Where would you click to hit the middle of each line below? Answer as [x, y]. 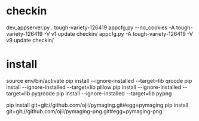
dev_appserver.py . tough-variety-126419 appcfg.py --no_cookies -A [91, 27]
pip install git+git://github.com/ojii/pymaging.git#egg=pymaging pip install [97, 105]
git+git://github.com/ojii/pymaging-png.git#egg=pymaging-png [84, 111]
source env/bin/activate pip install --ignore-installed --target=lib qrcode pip [99, 80]
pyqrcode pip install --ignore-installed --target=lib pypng [102, 93]
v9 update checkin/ [30, 40]
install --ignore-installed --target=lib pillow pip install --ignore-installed [94, 87]
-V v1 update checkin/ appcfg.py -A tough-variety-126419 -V [118, 33]
